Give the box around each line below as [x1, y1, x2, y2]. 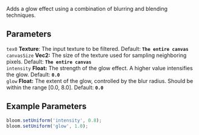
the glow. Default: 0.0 [6, 71, 60, 78]
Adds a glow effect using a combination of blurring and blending [6, 5, 168, 12]
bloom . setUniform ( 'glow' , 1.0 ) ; [6, 123, 88, 129]
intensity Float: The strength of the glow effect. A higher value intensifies [6, 64, 193, 71]
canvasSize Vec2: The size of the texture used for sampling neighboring [6, 51, 187, 59]
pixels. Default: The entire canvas [6, 58, 92, 65]
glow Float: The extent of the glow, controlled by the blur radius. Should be [6, 77, 194, 84]
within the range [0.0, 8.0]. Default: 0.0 [6, 84, 103, 91]
